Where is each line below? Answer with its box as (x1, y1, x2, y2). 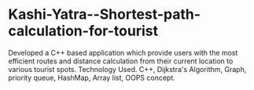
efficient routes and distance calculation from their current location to (8, 56, 234, 66)
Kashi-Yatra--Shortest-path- (8, 5, 201, 23)
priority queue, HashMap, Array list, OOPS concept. (8, 73, 175, 82)
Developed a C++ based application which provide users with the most (8, 48, 238, 57)
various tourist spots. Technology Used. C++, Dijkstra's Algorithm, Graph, (8, 64, 247, 74)
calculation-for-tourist (8, 22, 159, 40)
